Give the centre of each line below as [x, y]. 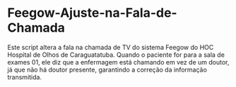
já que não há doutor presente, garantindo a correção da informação [107, 69]
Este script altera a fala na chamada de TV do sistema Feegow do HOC [111, 47]
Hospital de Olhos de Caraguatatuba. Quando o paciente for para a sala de [116, 55]
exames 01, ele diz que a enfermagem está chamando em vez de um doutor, [118, 62]
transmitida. [25, 77]
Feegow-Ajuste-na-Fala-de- [93, 13]
